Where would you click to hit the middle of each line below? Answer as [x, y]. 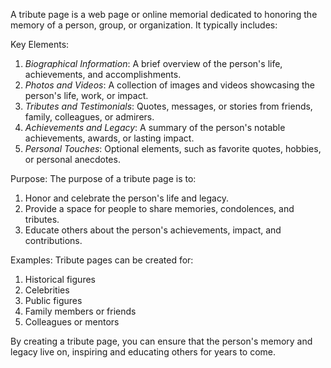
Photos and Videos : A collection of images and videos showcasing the [170, 85]
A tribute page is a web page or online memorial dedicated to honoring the [164, 14]
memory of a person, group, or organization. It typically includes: [144, 25]
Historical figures [60, 279]
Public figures [53, 300]
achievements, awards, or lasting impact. [109, 138]
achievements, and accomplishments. [103, 74]
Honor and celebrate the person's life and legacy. [126, 198]
